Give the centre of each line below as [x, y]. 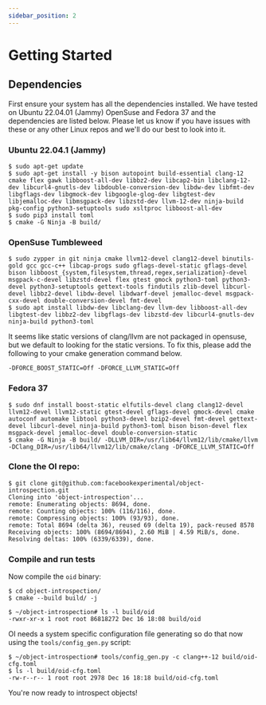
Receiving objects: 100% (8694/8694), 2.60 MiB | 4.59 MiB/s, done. [124, 532]
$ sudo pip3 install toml [51, 215]
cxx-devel [25, 301]
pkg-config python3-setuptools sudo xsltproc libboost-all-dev [115, 208]
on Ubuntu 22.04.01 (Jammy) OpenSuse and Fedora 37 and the [112, 112]
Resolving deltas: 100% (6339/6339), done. [82, 539]
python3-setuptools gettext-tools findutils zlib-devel [124, 287]
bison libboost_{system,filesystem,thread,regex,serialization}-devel [128, 273]
